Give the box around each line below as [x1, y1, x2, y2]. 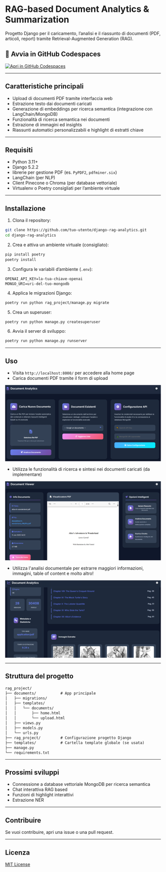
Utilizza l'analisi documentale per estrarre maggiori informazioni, [12, 565, 144, 571]
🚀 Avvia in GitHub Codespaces [5, 50, 101, 58]
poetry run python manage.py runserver [5, 338, 87, 344]
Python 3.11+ [12, 159, 39, 165]
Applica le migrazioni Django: [12, 290, 72, 296]
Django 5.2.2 [12, 164, 39, 170]
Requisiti [5, 146, 33, 154]
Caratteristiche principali [5, 82, 84, 91]
